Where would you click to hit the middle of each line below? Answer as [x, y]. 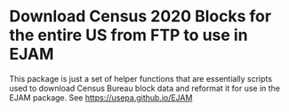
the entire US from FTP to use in [128, 35]
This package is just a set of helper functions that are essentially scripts [141, 78]
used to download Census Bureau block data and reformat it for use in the [145, 88]
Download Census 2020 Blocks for [140, 16]
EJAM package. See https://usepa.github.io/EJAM [101, 97]
